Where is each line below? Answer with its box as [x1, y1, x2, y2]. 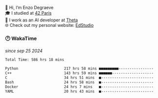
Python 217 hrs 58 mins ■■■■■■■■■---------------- [5, 66, 154, 71]
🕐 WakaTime [5, 35, 37, 41]
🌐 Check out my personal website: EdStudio [5, 22, 94, 28]
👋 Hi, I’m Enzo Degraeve [5, 5, 54, 10]
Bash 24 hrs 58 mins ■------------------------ [5, 79, 154, 85]
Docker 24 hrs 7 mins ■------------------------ [5, 84, 154, 89]
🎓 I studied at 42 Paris [5, 10, 52, 16]
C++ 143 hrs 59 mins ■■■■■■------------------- [5, 71, 154, 76]
